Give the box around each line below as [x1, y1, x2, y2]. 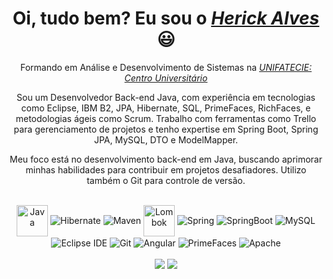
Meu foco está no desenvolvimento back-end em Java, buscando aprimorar [9, 153, 323, 165]
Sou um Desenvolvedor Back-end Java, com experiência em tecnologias [16, 91, 316, 103]
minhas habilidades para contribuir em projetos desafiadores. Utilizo [25, 163, 307, 176]
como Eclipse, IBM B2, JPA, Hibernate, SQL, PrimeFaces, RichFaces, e [21, 102, 311, 114]
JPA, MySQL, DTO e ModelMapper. [93, 133, 239, 146]
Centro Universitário [124, 72, 208, 84]
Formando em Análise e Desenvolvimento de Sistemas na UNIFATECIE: [19, 61, 313, 73]
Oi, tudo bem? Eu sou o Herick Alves [12, 7, 320, 30]
